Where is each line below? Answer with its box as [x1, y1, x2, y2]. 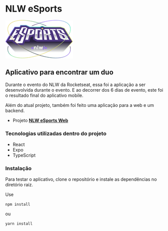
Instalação [5, 165, 32, 172]
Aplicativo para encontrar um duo [5, 68, 114, 76]
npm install [5, 202, 30, 207]
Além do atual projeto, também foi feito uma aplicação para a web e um [5, 102, 154, 108]
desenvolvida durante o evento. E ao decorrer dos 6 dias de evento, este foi [5, 87, 163, 93]
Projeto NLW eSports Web [12, 117, 68, 123]
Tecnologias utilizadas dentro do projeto [5, 130, 107, 137]
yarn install [5, 221, 33, 226]
